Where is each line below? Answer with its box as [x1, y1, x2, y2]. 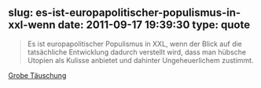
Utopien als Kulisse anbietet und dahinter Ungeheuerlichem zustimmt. [27, 55, 254, 65]
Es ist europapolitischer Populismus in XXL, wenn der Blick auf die [27, 39, 242, 48]
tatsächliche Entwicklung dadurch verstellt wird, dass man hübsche [27, 47, 246, 57]
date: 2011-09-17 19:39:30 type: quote [57, 19, 250, 32]
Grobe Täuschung [8, 70, 67, 80]
